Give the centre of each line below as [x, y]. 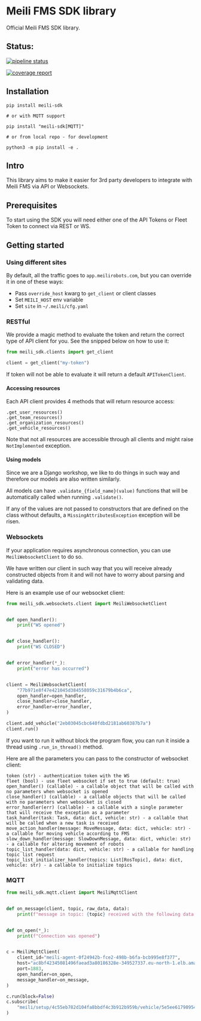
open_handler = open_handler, [52, 696]
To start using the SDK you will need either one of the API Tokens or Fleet [97, 220]
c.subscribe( [22, 1002]
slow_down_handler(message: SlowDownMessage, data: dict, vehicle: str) [99, 839]
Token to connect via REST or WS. [48, 226]
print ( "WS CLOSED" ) [41, 647]
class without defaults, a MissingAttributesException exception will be [93, 515]
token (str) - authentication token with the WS [68, 776]
